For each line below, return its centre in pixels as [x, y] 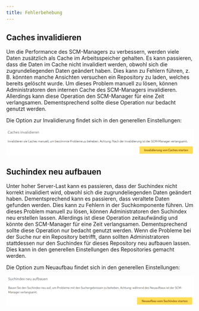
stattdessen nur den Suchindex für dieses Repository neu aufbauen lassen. [98, 243]
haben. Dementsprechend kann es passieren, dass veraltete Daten [88, 199]
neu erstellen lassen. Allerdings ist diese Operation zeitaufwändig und [92, 218]
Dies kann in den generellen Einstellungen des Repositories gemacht [90, 250]
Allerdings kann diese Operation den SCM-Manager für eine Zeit [85, 96]
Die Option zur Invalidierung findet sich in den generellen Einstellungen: [94, 121]
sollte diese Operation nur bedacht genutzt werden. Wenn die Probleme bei [99, 230]
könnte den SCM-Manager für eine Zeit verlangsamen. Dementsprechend [97, 224]
